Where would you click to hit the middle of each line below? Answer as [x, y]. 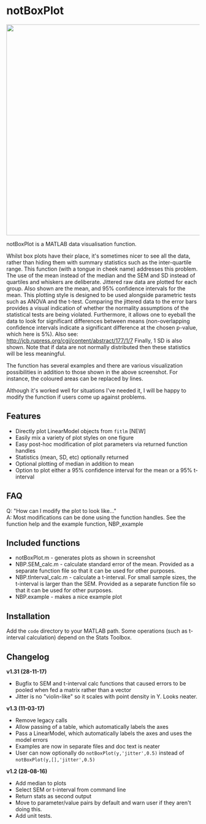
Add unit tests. [33, 816]
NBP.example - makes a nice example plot [69, 597]
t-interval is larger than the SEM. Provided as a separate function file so [105, 584]
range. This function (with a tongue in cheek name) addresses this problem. [102, 269]
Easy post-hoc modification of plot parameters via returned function [101, 444]
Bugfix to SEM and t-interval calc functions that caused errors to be [101, 683]
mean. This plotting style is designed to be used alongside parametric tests [101, 295]
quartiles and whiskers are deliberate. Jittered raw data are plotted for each [102, 282]
